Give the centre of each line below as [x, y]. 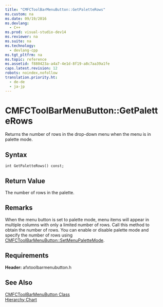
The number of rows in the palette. [40, 193]
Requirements [27, 256]
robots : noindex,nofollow [31, 73]
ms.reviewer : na [21, 37]
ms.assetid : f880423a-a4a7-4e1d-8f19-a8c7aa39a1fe [57, 64]
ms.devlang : [17, 23]
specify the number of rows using [39, 235]
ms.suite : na [18, 41]
